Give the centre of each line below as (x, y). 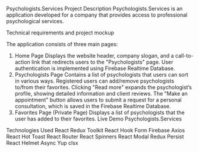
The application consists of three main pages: (62, 44)
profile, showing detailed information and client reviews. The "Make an (101, 94)
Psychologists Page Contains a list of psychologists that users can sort (102, 75)
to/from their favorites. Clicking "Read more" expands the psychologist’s (103, 87)
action (23, 62)
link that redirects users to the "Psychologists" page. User (102, 62)
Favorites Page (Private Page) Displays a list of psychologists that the (100, 113)
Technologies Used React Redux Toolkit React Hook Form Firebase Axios (96, 130)
